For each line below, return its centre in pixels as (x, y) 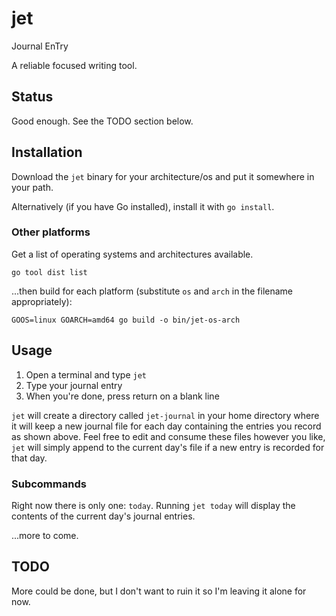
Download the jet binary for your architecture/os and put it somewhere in (163, 176)
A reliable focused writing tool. (74, 65)
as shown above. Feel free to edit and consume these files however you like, (168, 436)
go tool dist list (49, 272)
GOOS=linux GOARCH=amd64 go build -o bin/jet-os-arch (126, 320)
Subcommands (49, 484)
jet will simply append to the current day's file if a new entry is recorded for (168, 447)
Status (32, 97)
